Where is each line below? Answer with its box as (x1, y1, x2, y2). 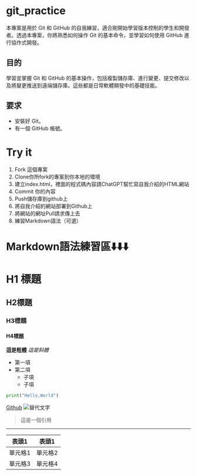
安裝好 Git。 (14, 117, 44, 124)
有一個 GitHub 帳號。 (14, 124, 66, 131)
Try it (6, 146, 32, 159)
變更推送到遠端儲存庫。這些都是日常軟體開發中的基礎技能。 (16, 82, 160, 89)
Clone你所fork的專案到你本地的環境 (14, 173, 101, 180)
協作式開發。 (11, 39, 42, 46)
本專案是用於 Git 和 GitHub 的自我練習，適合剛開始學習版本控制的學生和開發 (6, 24, 189, 31)
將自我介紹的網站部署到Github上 (14, 202, 93, 210)
